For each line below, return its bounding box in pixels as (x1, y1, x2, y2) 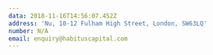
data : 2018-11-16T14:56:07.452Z (8, 11, 117, 20)
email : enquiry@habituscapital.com (8, 34, 128, 43)
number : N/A (8, 27, 48, 35)
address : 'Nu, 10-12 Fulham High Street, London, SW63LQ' (8, 19, 207, 27)
